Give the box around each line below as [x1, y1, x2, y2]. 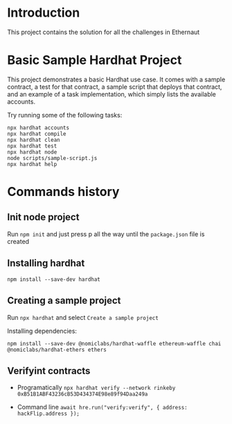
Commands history [7, 184, 120, 199]
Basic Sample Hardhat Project [7, 52, 182, 68]
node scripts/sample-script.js [7, 154, 98, 161]
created [7, 237, 30, 245]
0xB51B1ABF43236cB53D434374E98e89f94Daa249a [17, 391, 148, 398]
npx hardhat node [7, 148, 57, 156]
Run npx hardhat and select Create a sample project [7, 313, 159, 321]
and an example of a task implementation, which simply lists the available [7, 90, 217, 98]
